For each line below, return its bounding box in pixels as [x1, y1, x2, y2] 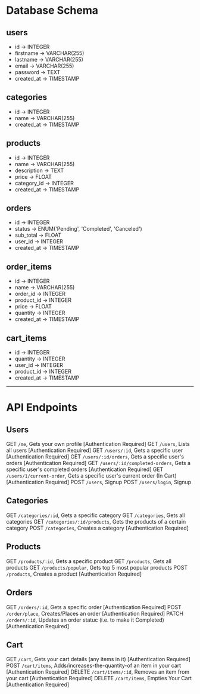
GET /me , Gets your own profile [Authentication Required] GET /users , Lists [6, 441, 190, 448]
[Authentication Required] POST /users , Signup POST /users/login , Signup [6, 479, 192, 486]
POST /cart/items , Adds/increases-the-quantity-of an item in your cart [6, 662, 182, 669]
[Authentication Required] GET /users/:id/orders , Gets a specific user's [6, 453, 185, 460]
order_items [6, 261, 52, 272]
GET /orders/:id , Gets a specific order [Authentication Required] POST [6, 603, 182, 610]
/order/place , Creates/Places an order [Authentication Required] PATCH [6, 610, 183, 617]
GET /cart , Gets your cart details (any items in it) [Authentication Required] [6, 656, 190, 663]
